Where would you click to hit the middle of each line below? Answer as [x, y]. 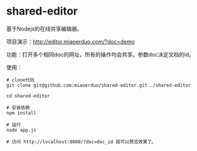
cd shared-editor [28, 96]
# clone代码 [20, 80]
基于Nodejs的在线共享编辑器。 [45, 29]
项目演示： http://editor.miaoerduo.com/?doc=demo [71, 41]
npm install [21, 113]
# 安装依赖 [18, 107]
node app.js [21, 130]
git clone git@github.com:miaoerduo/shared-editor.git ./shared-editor [98, 85]
